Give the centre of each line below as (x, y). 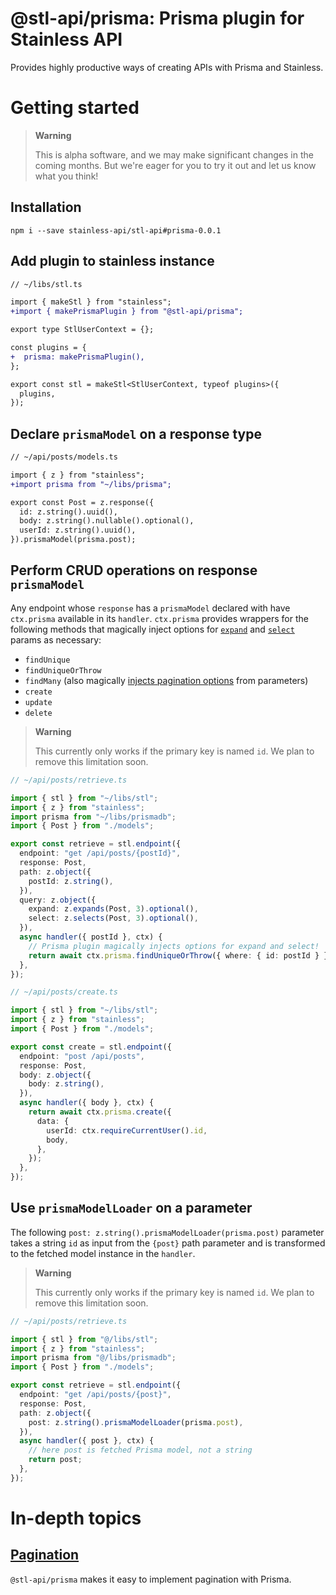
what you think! (66, 176)
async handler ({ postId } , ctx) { (91, 937)
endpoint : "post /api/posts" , (82, 1056)
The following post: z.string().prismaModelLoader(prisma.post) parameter (167, 1232)
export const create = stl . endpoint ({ (91, 1047)
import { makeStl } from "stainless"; (91, 302)
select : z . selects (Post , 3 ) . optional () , (113, 918)
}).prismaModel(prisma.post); (73, 540)
